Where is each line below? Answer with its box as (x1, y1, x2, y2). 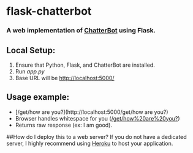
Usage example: (6, 92, 70, 102)
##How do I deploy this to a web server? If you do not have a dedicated (6, 133, 187, 140)
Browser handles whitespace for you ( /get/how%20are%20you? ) (15, 114, 180, 122)
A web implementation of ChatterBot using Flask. (6, 26, 156, 35)
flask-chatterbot (6, 4, 92, 18)
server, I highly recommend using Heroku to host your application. (6, 140, 173, 147)
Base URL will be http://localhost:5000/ (15, 74, 115, 81)
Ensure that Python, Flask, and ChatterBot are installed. (15, 61, 155, 69)
